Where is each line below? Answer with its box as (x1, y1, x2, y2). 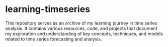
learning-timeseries (5, 3, 91, 15)
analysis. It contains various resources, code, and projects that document (5, 25, 157, 31)
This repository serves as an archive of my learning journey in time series (5, 20, 157, 26)
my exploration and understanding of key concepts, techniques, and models (5, 30, 163, 36)
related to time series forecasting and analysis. (5, 36, 102, 42)
